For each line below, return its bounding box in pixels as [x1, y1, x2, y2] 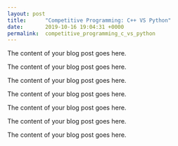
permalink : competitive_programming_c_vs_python [7, 29, 156, 37]
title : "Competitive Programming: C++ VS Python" [7, 17, 172, 24]
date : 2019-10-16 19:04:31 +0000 [7, 23, 125, 30]
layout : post [7, 10, 46, 18]
